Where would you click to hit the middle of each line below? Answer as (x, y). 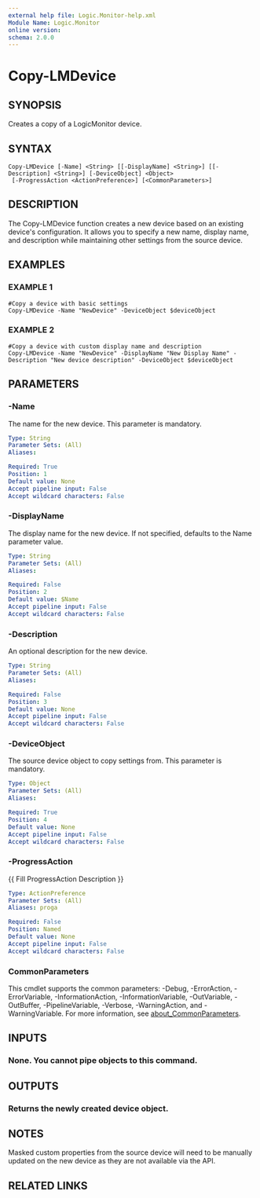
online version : (35, 30)
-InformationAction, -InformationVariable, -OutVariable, (144, 997)
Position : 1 (27, 474)
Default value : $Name (44, 599)
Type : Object (29, 784)
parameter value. (36, 541)
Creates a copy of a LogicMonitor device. (75, 124)
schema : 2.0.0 (31, 37)
